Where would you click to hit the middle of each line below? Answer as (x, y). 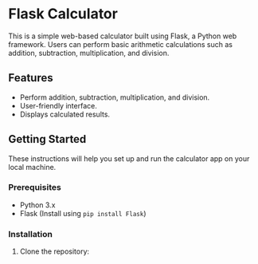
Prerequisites (35, 187)
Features (31, 78)
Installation (31, 234)
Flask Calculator (63, 14)
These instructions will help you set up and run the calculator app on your (129, 158)
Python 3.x (37, 205)
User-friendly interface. (58, 105)
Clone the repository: (55, 251)
